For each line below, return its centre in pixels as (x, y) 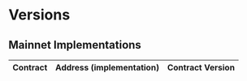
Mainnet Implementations (75, 45)
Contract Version (201, 68)
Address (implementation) (108, 68)
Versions (39, 15)
